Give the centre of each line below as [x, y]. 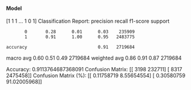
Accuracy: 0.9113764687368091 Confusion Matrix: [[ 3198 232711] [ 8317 [94, 70]
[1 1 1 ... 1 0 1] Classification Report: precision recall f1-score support [88, 21]
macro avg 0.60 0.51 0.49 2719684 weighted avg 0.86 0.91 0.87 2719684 [94, 58]
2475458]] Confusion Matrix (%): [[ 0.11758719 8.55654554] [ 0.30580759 [96, 75]
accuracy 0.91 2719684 [70, 47]
